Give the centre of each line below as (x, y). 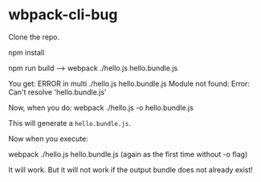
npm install (27, 52)
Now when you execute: (48, 139)
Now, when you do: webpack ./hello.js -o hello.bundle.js (101, 107)
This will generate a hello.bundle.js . (69, 123)
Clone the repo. (34, 37)
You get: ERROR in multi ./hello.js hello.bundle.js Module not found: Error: (129, 83)
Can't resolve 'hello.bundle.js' (57, 92)
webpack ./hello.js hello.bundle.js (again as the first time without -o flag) (128, 154)
